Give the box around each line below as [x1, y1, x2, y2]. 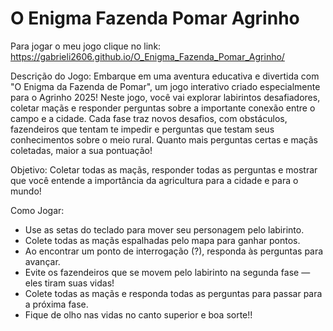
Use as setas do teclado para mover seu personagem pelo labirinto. [24, 223, 305, 236]
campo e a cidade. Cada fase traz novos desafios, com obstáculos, [10, 112, 288, 124]
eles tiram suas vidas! [24, 277, 115, 289]
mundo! [10, 185, 42, 197]
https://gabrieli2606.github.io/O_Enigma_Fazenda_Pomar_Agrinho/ [10, 50, 285, 62]
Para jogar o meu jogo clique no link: [10, 40, 162, 52]
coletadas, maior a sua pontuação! [10, 144, 153, 156]
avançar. [24, 255, 61, 267]
